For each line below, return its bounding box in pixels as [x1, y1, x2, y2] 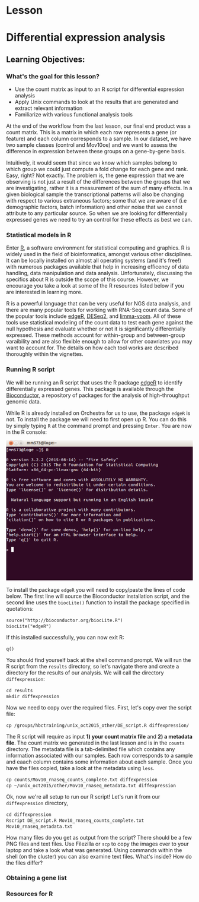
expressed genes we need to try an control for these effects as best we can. [6, 216, 192, 223]
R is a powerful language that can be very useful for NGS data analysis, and [6, 300, 191, 307]
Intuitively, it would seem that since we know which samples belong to [6, 159, 178, 166]
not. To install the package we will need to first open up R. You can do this [6, 415, 187, 422]
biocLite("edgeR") [6, 623, 52, 629]
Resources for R [6, 890, 53, 898]
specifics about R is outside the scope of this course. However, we [6, 276, 169, 283]
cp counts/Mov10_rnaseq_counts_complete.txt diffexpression [6, 777, 158, 783]
